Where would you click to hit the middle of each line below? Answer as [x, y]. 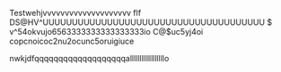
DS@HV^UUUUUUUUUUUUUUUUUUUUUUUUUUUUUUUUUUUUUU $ [141, 22]
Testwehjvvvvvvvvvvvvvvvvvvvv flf [75, 13]
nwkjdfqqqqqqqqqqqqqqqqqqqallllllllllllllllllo [89, 58]
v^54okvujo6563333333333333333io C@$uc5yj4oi [106, 32]
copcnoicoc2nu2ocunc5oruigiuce [72, 41]
